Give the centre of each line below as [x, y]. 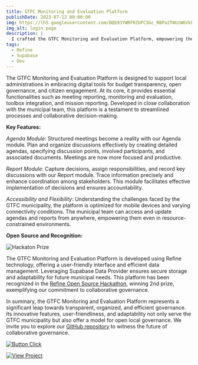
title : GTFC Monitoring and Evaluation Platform [67, 12]
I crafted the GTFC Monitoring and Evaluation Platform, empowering [97, 39]
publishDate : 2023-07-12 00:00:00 [49, 17]
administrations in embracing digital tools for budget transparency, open [94, 84]
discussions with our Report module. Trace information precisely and [90, 175]
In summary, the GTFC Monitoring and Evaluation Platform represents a [93, 301]
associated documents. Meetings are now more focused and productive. [94, 157]
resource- [174, 218]
